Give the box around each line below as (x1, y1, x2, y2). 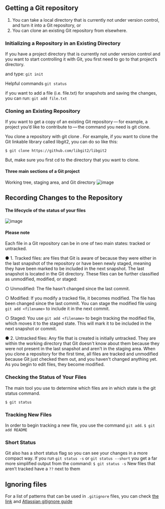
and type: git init (5, 71, 43, 77)
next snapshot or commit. (5, 326, 57, 332)
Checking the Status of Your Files (5, 374, 87, 381)
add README (5, 428, 28, 433)
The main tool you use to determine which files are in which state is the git (5, 385, 156, 391)
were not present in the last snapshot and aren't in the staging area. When (5, 346, 156, 352)
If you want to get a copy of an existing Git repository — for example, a (5, 119, 148, 125)
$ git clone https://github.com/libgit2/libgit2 (5, 148, 107, 153)
